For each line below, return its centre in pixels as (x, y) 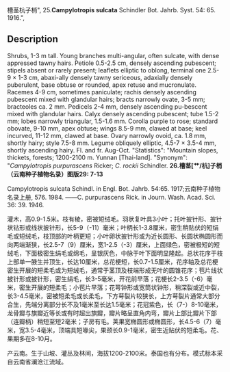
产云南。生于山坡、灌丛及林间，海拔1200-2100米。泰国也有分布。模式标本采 (115, 353)
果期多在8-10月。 (31, 338)
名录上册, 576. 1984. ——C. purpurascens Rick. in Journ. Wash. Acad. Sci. (111, 197)
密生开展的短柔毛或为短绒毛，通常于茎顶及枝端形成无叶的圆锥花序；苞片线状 (115, 270)
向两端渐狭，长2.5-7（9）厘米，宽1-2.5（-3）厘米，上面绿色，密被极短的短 (114, 244)
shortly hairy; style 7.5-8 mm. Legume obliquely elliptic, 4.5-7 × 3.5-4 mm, (112, 143)
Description (33, 39)
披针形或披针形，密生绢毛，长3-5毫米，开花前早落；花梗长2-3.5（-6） (107, 278)
